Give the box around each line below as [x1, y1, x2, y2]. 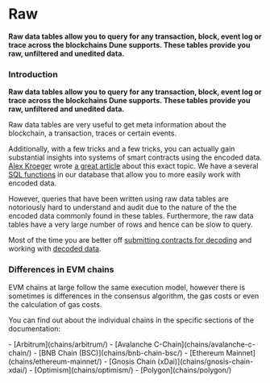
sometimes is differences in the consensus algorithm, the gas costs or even [8, 291, 260, 301]
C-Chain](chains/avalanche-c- [153, 339, 255, 349]
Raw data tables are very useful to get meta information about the [8, 120, 227, 130]
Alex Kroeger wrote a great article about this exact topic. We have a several [8, 161, 259, 171]
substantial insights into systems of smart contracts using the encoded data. [8, 152, 262, 162]
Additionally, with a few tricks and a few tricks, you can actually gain [8, 144, 235, 154]
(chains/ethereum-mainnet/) [8, 356, 102, 366]
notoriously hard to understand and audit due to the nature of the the [8, 202, 237, 212]
